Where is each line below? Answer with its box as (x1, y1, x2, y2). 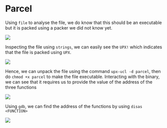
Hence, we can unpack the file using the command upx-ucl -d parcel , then (5, 68, 161, 74)
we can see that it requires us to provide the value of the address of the (5, 78, 152, 85)
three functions (5, 84, 36, 90)
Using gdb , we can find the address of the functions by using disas (5, 103, 142, 109)
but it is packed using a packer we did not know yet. (5, 24, 112, 30)
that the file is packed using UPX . (5, 49, 71, 55)
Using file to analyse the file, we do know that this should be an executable (5, 19, 162, 25)
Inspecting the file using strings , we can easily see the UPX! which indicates (5, 43, 162, 50)
